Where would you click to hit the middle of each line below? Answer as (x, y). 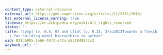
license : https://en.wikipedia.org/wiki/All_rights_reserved (68, 23)
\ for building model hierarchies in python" (56, 36)
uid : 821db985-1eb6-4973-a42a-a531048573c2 (50, 41)
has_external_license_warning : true (42, 18)
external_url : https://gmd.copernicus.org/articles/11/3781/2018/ (73, 14)
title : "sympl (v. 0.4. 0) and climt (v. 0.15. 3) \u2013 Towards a (73, 32)
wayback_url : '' (21, 45)
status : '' (16, 27)
